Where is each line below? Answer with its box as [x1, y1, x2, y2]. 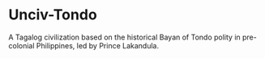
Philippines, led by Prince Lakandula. [36, 40, 160, 50]
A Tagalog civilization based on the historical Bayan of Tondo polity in [8, 32, 241, 42]
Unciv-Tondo [8, 6, 97, 24]
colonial [8, 40, 35, 50]
